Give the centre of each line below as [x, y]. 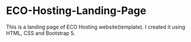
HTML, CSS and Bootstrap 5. [41, 33]
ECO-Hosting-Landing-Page [76, 11]
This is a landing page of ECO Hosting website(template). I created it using [96, 27]
